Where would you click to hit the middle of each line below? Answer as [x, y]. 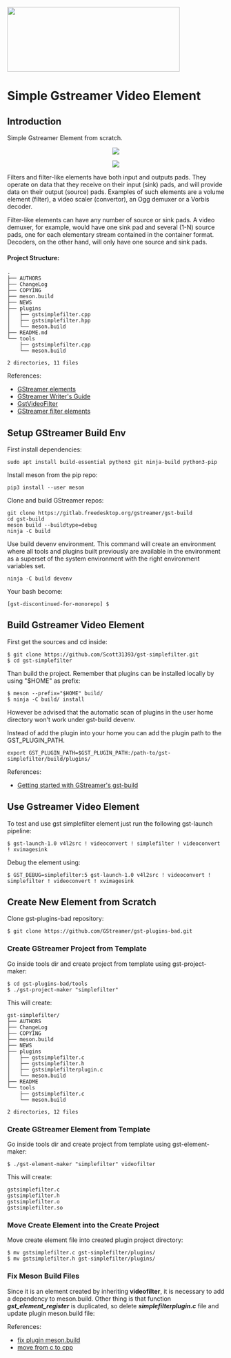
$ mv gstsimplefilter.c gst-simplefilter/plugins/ [81, 1253]
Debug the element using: [44, 862]
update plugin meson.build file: [51, 1313]
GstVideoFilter [38, 404]
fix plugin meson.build [49, 1340]
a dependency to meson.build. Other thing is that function [89, 1299]
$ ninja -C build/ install [46, 699]
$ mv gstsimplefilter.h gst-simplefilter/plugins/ [81, 1259]
